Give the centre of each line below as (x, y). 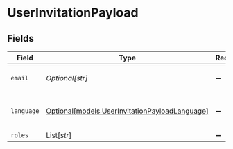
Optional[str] (67, 78)
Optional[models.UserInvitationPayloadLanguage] (128, 111)
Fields (21, 38)
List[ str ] (59, 135)
